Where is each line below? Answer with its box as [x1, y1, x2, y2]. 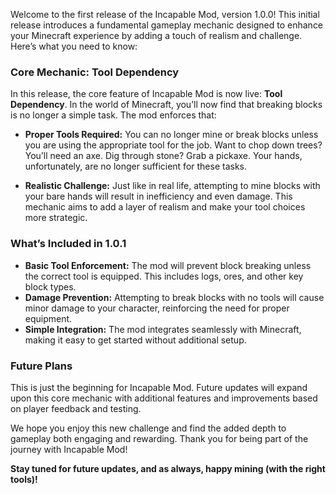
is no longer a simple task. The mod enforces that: [10, 109, 217, 121]
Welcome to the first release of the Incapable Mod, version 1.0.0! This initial [10, 9, 320, 20]
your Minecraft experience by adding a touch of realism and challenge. [10, 30, 303, 41]
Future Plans [10, 359, 73, 373]
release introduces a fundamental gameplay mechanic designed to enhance [10, 19, 324, 31]
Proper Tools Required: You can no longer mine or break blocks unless [24, 129, 319, 141]
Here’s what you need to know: [10, 40, 138, 52]
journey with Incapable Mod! [10, 443, 128, 455]
